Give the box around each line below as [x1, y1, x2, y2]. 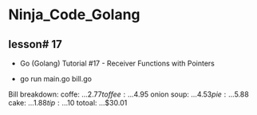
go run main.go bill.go [19, 74, 92, 83]
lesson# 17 [8, 38, 62, 51]
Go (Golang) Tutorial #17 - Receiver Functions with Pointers [19, 58, 215, 68]
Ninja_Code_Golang [8, 6, 141, 24]
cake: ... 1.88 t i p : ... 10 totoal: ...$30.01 [8, 98, 128, 107]
